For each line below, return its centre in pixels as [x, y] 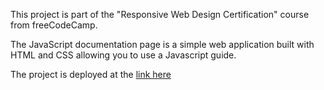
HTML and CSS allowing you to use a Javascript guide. [123, 55]
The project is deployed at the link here [91, 74]
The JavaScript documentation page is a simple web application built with [162, 44]
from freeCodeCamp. [54, 25]
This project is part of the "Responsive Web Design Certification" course [160, 14]
